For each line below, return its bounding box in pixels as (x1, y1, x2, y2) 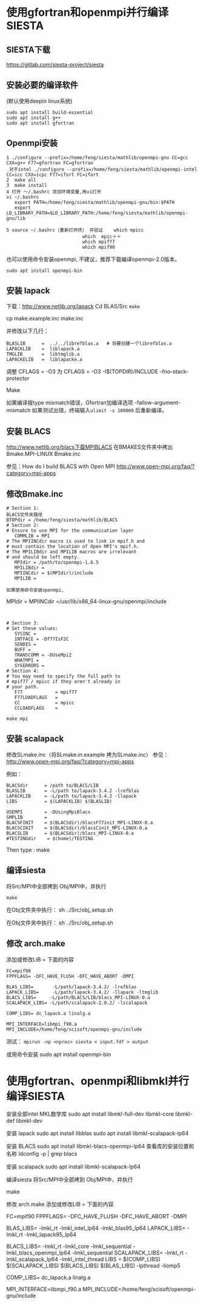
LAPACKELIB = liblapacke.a (6, 356, 83, 363)
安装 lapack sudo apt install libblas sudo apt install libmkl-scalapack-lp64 (6, 1130, 189, 1137)
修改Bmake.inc (6, 489, 64, 499)
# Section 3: (6, 620, 39, 626)
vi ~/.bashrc (6, 194, 39, 200)
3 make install (6, 182, 47, 188)
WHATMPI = (14, 657, 39, 663)
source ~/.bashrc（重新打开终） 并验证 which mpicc (12, 227, 144, 233)
